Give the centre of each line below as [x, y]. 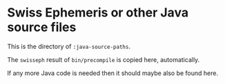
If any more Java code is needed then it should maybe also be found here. [113, 73]
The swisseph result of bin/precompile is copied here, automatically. [104, 59]
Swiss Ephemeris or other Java [98, 13]
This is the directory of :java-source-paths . [69, 46]
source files [42, 27]
